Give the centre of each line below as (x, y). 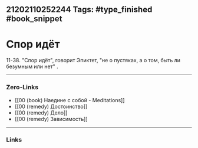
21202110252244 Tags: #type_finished (79, 10)
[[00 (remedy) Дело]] (41, 112)
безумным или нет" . (32, 66)
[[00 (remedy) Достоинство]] (51, 106)
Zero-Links (22, 88)
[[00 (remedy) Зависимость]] (51, 119)
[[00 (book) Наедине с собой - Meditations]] (70, 100)
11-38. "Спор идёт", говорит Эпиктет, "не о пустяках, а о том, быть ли (93, 60)
